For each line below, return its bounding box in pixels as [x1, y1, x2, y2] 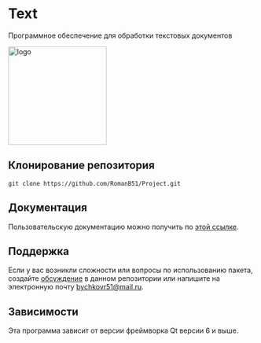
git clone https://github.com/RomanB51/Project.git [8, 179, 181, 187]
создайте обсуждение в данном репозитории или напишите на [8, 274, 220, 283]
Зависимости [8, 304, 79, 319]
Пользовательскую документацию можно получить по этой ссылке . [8, 222, 239, 231]
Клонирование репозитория [8, 159, 155, 172]
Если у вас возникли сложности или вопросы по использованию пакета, [8, 265, 253, 275]
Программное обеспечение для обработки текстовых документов [8, 31, 233, 40]
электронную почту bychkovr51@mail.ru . [8, 282, 144, 292]
